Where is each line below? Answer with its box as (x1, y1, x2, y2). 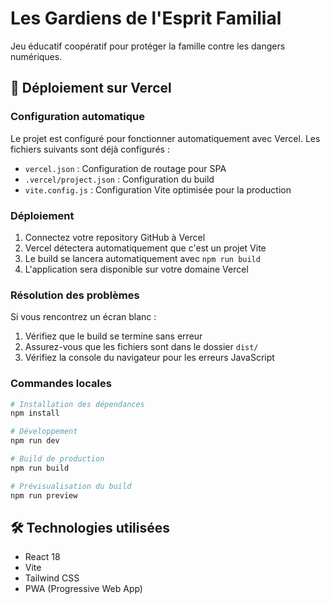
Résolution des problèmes (10, 288, 140, 302)
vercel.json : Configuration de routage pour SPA (24, 162, 227, 174)
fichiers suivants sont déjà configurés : (10, 143, 170, 155)
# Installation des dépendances (10, 399, 145, 409)
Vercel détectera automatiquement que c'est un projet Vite (24, 242, 267, 254)
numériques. (10, 50, 63, 62)
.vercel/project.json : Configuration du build (24, 173, 215, 185)
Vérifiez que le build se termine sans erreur (24, 330, 203, 342)
